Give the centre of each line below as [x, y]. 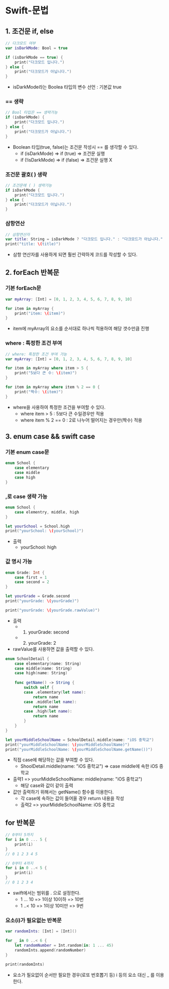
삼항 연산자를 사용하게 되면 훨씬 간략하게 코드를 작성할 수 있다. [75, 255]
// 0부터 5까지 [19, 835]
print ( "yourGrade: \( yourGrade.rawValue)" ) [53, 610]
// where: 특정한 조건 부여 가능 [36, 354]
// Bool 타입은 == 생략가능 [32, 113]
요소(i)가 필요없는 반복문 [34, 920]
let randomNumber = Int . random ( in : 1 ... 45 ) [64, 946]
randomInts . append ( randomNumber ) [50, 950]
